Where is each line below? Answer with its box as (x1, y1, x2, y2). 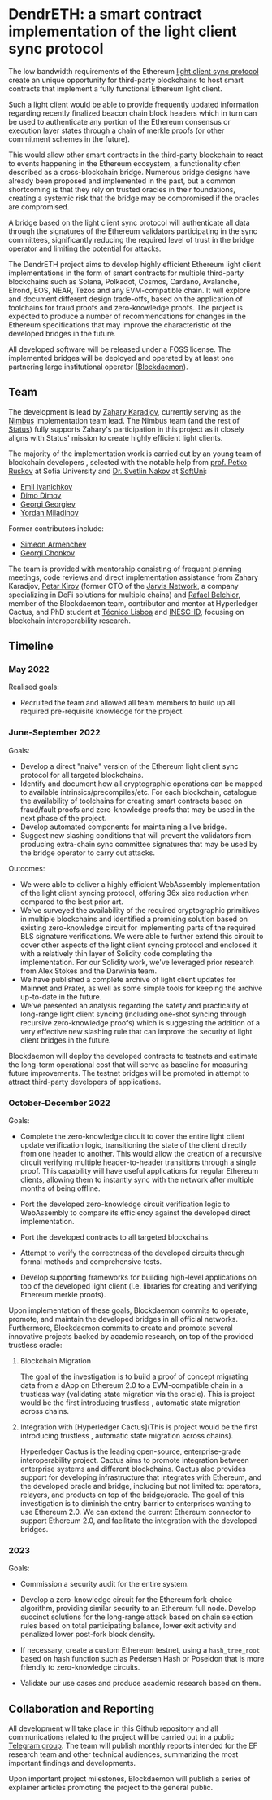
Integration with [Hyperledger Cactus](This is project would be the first (19, 1422, 258, 1432)
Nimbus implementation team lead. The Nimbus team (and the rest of (8, 415, 240, 425)
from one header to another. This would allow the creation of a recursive (19, 1149, 262, 1159)
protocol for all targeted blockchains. (19, 770, 144, 779)
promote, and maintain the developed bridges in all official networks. (8, 1315, 238, 1324)
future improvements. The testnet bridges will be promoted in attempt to (8, 1068, 250, 1078)
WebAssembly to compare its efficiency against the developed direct (19, 1208, 251, 1218)
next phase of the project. (19, 813, 107, 823)
